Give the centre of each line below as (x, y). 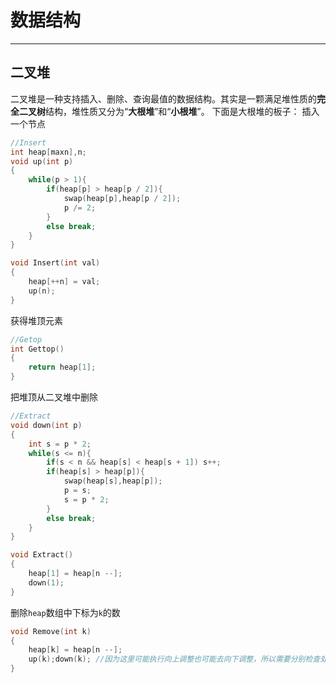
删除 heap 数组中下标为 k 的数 (65, 612)
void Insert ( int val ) (55, 263)
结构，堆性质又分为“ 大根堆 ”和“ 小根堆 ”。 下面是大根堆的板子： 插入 (182, 111)
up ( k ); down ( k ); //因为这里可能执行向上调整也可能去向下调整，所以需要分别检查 (174, 659)
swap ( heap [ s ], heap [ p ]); (113, 481)
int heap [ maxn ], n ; (48, 152)
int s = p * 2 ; (60, 444)
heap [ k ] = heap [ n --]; (75, 650)
